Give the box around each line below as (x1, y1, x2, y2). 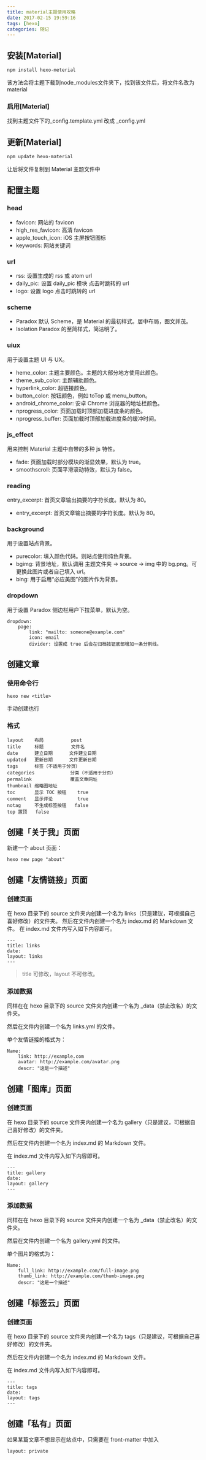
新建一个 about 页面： (7, 844, 63, 852)
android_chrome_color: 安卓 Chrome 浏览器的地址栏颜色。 (15, 399, 163, 407)
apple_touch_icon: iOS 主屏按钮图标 (15, 234, 107, 241)
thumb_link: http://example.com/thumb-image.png (18, 1273, 145, 1279)
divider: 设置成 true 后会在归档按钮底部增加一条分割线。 (29, 641, 162, 647)
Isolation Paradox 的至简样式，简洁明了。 (15, 326, 121, 333)
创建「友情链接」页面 (7, 874, 88, 885)
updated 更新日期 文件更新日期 (7, 757, 97, 763)
